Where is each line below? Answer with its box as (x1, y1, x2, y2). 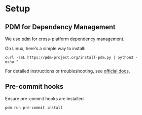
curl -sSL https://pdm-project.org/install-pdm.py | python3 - (5, 55, 138, 60)
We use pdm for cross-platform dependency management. (5, 36, 125, 42)
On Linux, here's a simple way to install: (5, 46, 86, 51)
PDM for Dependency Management (5, 23, 116, 31)
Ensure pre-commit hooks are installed (5, 95, 84, 102)
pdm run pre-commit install (5, 105, 63, 110)
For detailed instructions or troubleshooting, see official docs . (5, 68, 130, 74)
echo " (5, 59, 19, 64)
